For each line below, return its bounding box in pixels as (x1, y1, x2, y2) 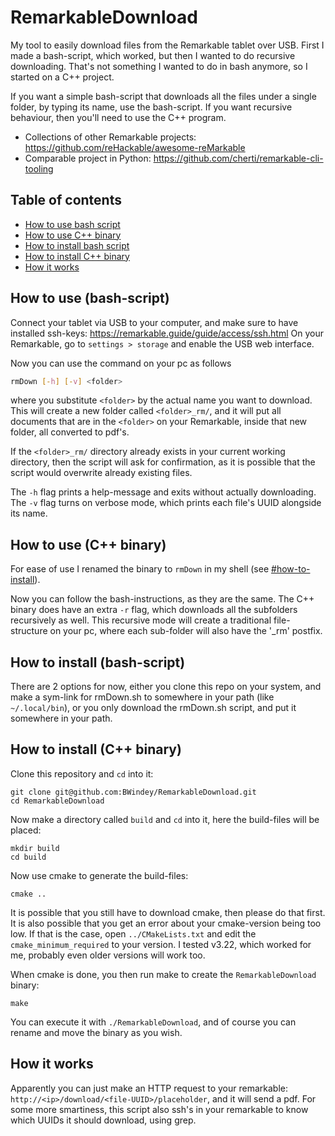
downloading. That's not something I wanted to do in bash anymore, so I (10, 60, 308, 72)
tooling (24, 162, 54, 175)
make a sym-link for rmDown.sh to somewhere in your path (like (10, 691, 275, 703)
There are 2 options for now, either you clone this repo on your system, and (10, 681, 322, 693)
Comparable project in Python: (24, 152, 152, 164)
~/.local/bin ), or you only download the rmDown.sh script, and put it (10, 702, 297, 714)
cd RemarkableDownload (10, 796, 105, 806)
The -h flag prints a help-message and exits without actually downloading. (10, 486, 317, 498)
